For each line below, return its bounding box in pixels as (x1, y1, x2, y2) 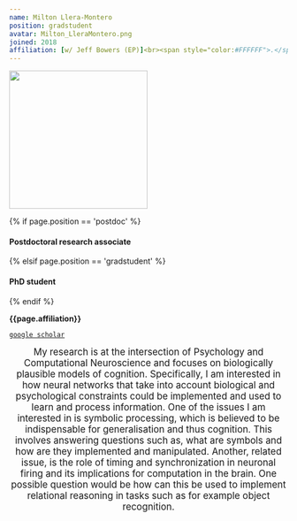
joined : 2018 (9, 37, 57, 47)
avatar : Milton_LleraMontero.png (9, 29, 133, 38)
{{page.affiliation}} (9, 313, 81, 324)
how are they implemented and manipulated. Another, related (15, 445, 282, 457)
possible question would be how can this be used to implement (11, 479, 286, 491)
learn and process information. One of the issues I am (31, 401, 266, 413)
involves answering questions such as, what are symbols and (14, 434, 283, 447)
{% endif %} (9, 295, 55, 306)
